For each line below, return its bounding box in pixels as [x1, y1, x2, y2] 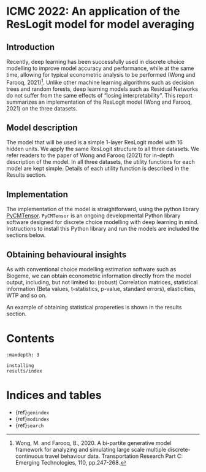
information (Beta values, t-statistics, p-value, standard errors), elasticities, [6, 285, 196, 293]
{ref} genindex [15, 408, 50, 416]
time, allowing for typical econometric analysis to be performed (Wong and [6, 71, 196, 78]
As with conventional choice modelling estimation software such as [6, 266, 177, 273]
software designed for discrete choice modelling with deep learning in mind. [6, 219, 199, 226]
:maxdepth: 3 [6, 352, 40, 358]
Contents [6, 331, 55, 346]
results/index [6, 368, 43, 374]
